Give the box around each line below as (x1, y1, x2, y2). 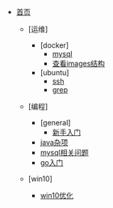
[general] (40, 118, 71, 127)
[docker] (40, 40, 69, 50)
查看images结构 (52, 59, 105, 68)
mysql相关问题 (40, 148, 89, 157)
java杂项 (40, 138, 69, 147)
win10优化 (40, 191, 74, 200)
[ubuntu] (40, 68, 69, 77)
